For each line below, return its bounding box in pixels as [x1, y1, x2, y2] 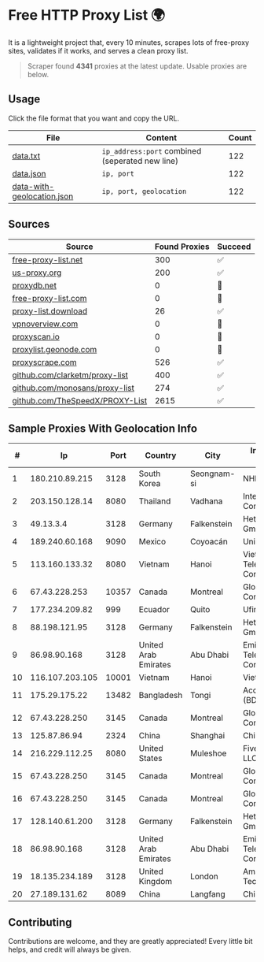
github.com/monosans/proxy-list [12, 382, 135, 393]
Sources [8, 217, 50, 231]
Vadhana [189, 496, 223, 507]
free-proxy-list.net [12, 254, 83, 265]
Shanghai [189, 730, 225, 741]
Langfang [189, 889, 225, 900]
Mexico [138, 537, 167, 548]
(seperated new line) [101, 155, 179, 166]
